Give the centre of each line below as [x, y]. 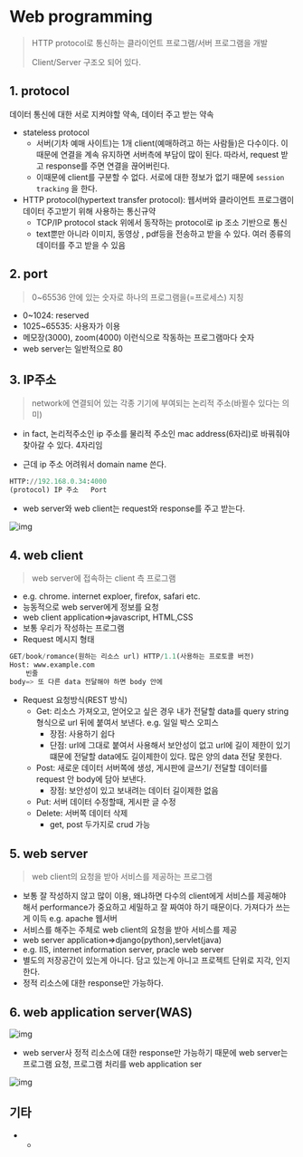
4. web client [47, 555]
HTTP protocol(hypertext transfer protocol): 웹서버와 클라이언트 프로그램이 [158, 199]
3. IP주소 [33, 379]
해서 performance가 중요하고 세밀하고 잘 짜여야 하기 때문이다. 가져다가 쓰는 [156, 907]
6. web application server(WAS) [101, 1012]
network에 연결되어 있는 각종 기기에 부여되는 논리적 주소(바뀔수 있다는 [156, 403]
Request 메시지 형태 [58, 639]
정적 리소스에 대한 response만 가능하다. [93, 983]
